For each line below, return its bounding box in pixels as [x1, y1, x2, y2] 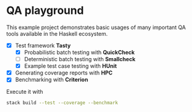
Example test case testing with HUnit [24, 62, 117, 70]
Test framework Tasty [15, 42, 71, 49]
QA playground [6, 4, 84, 18]
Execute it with [6, 88, 44, 96]
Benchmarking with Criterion [15, 76, 88, 84]
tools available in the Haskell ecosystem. [6, 30, 108, 37]
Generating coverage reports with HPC [15, 69, 113, 76]
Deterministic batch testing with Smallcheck [24, 56, 135, 63]
